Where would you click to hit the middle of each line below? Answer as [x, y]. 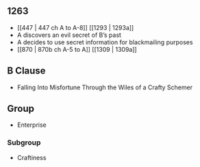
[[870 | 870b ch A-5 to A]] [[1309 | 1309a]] [77, 49]
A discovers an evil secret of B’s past [69, 35]
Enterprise [32, 125]
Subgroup [24, 142]
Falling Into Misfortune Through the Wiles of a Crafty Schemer [105, 87]
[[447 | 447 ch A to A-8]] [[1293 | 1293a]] [75, 27]
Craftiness [32, 157]
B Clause [26, 71]
